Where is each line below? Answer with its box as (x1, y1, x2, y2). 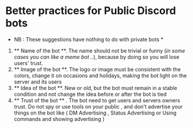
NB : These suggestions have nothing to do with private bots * (13, 36, 164, 43)
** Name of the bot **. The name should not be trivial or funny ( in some (13, 47, 185, 54)
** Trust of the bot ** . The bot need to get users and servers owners (13, 96, 180, 103)
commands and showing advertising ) (13, 115, 105, 122)
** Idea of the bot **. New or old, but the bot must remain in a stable (13, 84, 177, 91)
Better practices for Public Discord (5, 4, 176, 18)
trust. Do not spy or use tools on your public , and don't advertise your (13, 103, 183, 110)
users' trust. (13, 60, 43, 67)
